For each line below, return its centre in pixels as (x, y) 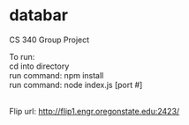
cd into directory (39, 66)
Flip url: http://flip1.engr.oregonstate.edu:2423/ (94, 111)
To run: (22, 56)
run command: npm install (57, 75)
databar (39, 15)
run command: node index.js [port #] (76, 85)
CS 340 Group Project (49, 40)
